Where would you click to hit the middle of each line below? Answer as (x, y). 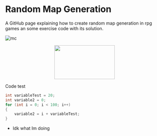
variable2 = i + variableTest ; (47, 114)
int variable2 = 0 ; (26, 100)
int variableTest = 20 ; (30, 95)
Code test (15, 86)
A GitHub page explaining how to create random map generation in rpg (79, 23)
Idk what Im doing (31, 128)
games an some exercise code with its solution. (54, 28)
